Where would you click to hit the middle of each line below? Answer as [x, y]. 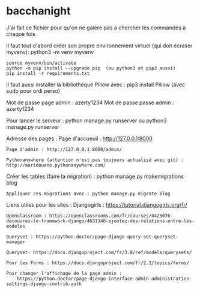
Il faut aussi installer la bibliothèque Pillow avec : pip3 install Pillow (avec [96, 84]
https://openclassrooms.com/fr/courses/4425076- [111, 216]
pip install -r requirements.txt [48, 73]
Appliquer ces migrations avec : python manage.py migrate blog [88, 194]
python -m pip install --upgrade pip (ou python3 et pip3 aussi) [91, 68]
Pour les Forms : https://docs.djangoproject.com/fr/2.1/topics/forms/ [98, 263]
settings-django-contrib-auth [44, 284]
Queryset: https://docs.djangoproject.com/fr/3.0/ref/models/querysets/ [99, 252]
